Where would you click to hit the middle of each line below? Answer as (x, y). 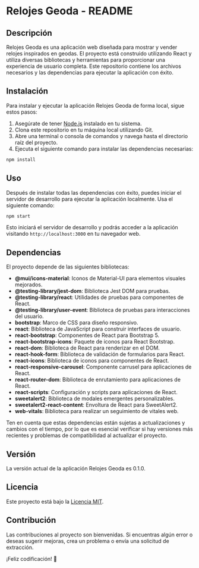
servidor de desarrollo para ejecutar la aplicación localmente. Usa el (90, 199)
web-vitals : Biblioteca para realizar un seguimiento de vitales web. (97, 411)
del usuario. (29, 316)
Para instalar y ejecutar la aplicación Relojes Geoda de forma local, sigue (95, 105)
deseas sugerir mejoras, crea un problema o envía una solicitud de (88, 541)
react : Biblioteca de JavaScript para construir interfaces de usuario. (98, 329)
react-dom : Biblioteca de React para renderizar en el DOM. (87, 348)
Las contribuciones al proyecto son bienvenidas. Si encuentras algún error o (99, 535)
